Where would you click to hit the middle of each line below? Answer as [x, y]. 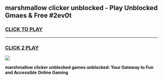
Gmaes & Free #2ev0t [38, 16]
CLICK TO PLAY [24, 30]
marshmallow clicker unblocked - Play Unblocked [81, 8]
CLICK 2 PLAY [22, 48]
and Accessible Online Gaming [37, 72]
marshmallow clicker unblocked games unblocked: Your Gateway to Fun [79, 67]
